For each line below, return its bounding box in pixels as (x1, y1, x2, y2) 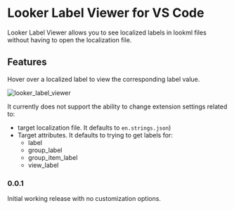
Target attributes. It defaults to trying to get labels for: (17, 130, 174, 139)
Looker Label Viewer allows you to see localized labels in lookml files (7, 28, 207, 37)
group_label (27, 146, 63, 154)
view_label (27, 161, 59, 169)
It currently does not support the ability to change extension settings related (7, 102, 228, 111)
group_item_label (27, 153, 78, 161)
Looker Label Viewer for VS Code (7, 5, 204, 21)
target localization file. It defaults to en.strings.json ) (17, 123, 171, 132)
